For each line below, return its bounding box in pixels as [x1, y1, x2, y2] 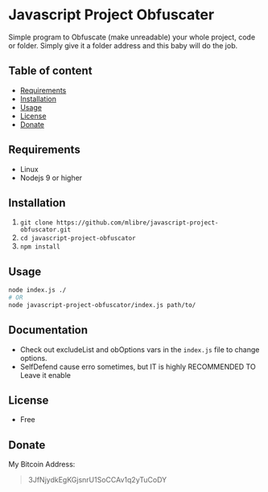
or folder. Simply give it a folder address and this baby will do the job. [8, 40, 238, 50]
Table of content [8, 64, 93, 78]
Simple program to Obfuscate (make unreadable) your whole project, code [8, 32, 256, 42]
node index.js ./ [8, 286, 67, 294]
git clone [19, 219, 54, 227]
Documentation [8, 323, 89, 337]
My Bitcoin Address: [8, 460, 76, 469]
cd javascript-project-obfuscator [19, 235, 136, 243]
